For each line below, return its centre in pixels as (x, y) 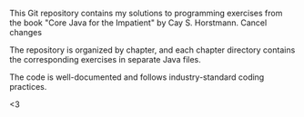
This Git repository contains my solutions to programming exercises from (146, 13)
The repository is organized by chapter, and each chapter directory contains (152, 50)
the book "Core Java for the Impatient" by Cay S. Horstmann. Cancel (138, 23)
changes (26, 32)
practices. (28, 87)
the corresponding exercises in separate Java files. (106, 59)
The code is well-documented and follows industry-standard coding (137, 77)
